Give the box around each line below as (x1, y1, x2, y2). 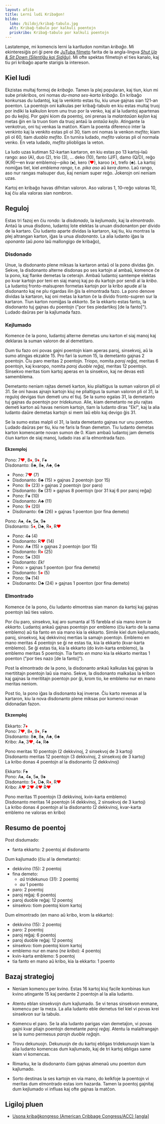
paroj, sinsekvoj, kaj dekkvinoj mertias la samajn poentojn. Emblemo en (5, 634, 150, 640)
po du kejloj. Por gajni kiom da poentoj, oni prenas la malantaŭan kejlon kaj (5, 113, 157, 119)
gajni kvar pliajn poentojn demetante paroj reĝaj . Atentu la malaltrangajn (12, 1026, 159, 1032)
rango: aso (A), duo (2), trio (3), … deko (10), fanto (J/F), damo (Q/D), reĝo (5, 154, 155, 160)
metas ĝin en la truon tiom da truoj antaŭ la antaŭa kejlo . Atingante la (5, 118, 145, 124)
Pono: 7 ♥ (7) (12, 472, 39, 478)
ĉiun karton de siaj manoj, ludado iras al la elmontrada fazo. (5, 435, 126, 441)
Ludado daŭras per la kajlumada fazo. (5, 309, 82, 315)
